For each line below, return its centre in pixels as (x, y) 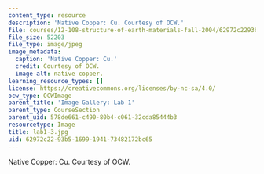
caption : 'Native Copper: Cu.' (66, 60)
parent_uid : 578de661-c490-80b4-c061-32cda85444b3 (93, 118)
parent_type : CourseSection (54, 111)
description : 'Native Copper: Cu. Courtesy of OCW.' (96, 23)
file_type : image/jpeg (45, 45)
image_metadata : (35, 52)
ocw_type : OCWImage (40, 96)
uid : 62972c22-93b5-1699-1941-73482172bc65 (81, 139)
